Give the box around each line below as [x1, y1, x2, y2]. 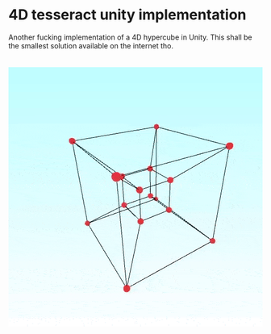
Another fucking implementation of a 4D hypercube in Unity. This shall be [8, 32, 252, 42]
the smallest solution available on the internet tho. [8, 40, 173, 50]
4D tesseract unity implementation [8, 6, 247, 24]
